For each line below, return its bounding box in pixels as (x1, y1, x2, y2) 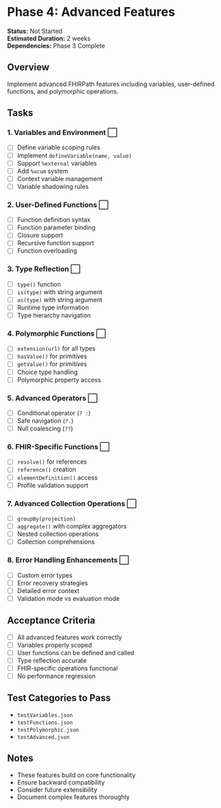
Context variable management (16, 174, 103, 183)
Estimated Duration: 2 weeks (7, 34, 91, 42)
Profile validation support (16, 481, 89, 489)
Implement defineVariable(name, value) (16, 151, 132, 159)
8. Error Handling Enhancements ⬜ (7, 555, 129, 565)
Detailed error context (16, 586, 80, 594)
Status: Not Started (7, 27, 63, 35)
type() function (16, 280, 62, 288)
